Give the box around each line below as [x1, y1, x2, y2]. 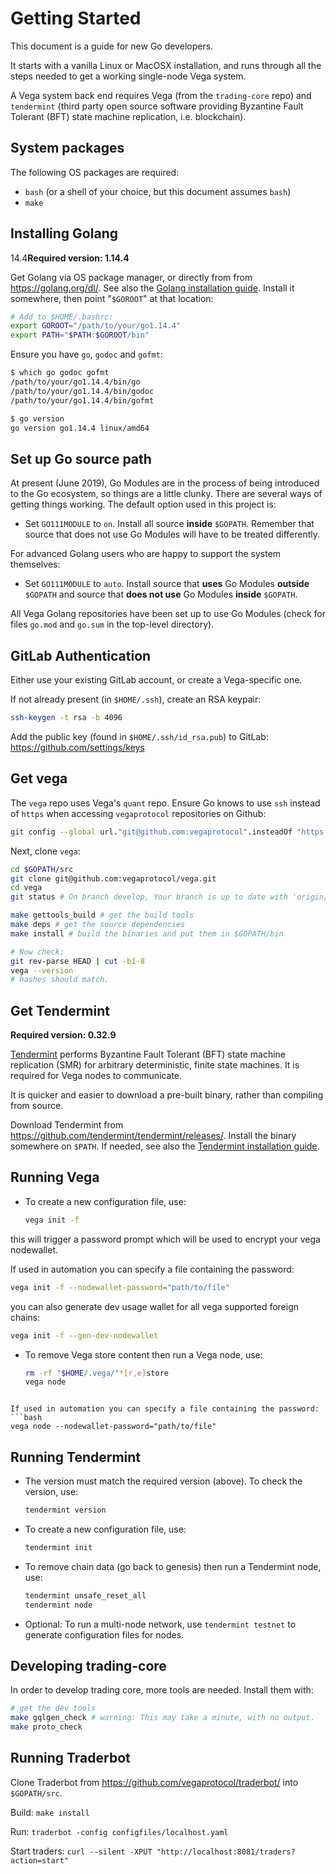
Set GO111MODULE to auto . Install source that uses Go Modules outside [24, 578, 310, 590]
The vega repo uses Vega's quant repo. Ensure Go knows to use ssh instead [10, 797, 321, 809]
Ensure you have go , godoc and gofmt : [10, 348, 163, 361]
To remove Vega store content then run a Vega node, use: [24, 1348, 263, 1361]
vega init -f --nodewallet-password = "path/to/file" [10, 1282, 230, 1292]
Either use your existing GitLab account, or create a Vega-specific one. [10, 674, 303, 686]
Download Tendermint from [10, 1119, 124, 1131]
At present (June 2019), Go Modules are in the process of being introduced [10, 477, 320, 489]
